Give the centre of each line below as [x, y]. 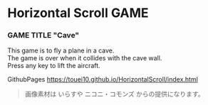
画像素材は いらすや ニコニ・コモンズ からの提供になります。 [114, 94]
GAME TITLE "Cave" [43, 35]
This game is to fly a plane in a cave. [61, 50]
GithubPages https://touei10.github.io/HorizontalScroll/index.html [103, 79]
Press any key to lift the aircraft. [54, 66]
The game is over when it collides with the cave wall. [85, 58]
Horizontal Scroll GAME [78, 13]
